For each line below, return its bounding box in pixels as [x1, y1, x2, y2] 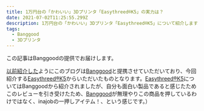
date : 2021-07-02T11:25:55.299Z [6, 15, 88, 21]
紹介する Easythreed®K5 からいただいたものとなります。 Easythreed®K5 [6, 75, 184, 82]
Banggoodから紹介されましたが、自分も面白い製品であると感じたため [22, 82, 197, 90]
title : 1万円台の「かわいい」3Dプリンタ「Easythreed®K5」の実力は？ [6, 8, 164, 15]
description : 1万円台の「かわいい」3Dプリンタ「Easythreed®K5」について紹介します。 [6, 20, 202, 26]
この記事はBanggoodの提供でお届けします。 [6, 55, 117, 61]
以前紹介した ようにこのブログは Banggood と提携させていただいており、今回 [6, 67, 197, 75]
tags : [6, 25, 20, 32]
